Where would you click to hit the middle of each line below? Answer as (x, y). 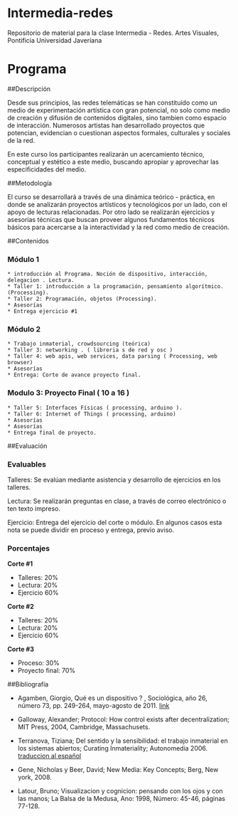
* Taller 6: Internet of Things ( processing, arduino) (92, 414)
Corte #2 (21, 607)
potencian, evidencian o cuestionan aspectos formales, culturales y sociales (119, 132)
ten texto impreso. (34, 509)
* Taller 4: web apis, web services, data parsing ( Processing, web (113, 356)
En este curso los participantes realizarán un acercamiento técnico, (106, 154)
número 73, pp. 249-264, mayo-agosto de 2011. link (93, 706)
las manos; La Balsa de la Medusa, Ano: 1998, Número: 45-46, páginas (121, 799)
